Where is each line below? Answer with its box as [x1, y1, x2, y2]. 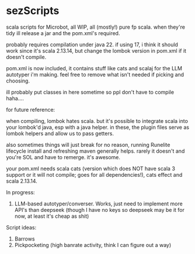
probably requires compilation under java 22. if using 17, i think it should [6, 41, 178, 48]
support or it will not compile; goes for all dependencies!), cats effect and [6, 171, 183, 178]
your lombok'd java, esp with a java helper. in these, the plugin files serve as [6, 123, 190, 131]
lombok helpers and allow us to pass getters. [6, 130, 114, 137]
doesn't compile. [6, 53, 47, 60]
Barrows [14, 235, 35, 242]
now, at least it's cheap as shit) [14, 212, 89, 219]
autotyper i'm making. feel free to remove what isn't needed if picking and [6, 71, 184, 78]
